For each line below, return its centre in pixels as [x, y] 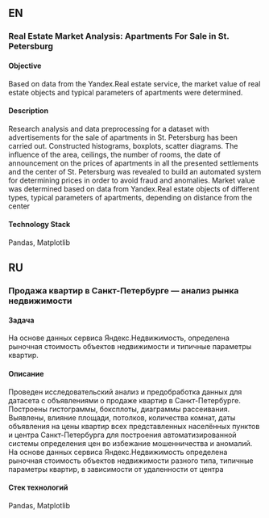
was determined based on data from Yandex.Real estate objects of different [134, 188]
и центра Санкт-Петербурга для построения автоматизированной [122, 435]
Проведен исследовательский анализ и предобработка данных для [125, 392]
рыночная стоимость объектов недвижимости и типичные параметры [130, 347]
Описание [26, 374]
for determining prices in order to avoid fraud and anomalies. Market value [132, 180]
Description [29, 111]
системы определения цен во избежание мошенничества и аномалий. [130, 443]
